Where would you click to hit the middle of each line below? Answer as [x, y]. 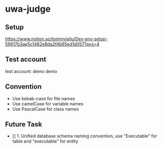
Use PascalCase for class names [46, 109]
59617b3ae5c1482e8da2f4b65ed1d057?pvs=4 [52, 44]
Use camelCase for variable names [48, 103]
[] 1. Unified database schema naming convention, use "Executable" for [85, 136]
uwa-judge [28, 9]
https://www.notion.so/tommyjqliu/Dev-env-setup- [56, 39]
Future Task [24, 124]
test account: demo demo [31, 71]
